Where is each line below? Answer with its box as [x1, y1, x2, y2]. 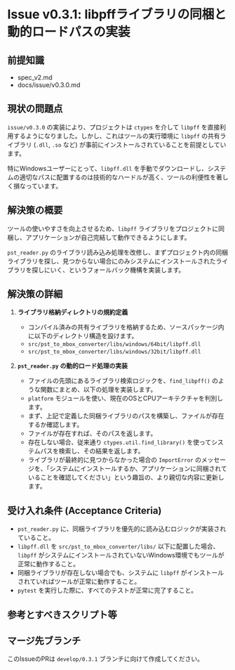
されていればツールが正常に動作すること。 [17, 577, 141, 586]
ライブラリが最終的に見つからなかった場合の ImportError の [27, 456, 202, 464]
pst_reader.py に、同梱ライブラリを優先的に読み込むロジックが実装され [17, 524, 227, 533]
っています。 [25, 181, 62, 190]
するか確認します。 [27, 420, 83, 429]
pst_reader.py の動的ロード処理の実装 [17, 361, 128, 370]
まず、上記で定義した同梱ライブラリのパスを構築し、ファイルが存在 [27, 412, 224, 420]
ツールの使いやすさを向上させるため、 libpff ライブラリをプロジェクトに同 [7, 224, 224, 233]
